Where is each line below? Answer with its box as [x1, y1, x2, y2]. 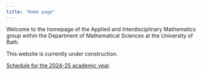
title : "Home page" [6, 8, 56, 15]
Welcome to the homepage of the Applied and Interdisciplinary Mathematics [6, 25, 197, 33]
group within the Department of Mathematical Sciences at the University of [6, 31, 194, 39]
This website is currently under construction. [6, 50, 118, 57]
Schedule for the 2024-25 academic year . [6, 62, 111, 69]
